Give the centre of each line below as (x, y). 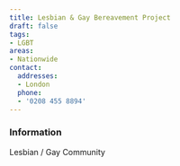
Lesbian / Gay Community (58, 152)
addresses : (38, 76)
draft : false (34, 26)
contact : (26, 68)
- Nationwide (34, 59)
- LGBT (22, 43)
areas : (22, 51)
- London (34, 84)
